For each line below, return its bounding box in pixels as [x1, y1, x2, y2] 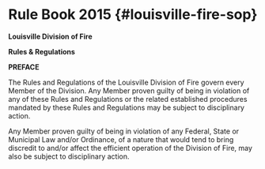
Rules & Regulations [8, 47, 75, 56]
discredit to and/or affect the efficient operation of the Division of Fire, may [8, 143, 253, 152]
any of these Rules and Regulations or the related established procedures [8, 94, 248, 103]
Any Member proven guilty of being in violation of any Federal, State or [8, 126, 240, 136]
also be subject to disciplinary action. [8, 152, 130, 161]
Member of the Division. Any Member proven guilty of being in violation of [8, 85, 250, 96]
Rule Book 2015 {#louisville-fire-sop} [8, 6, 258, 24]
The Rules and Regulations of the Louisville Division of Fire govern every [8, 77, 244, 87]
